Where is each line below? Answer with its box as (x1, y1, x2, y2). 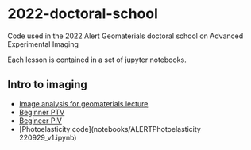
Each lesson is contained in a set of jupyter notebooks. (7, 55, 187, 64)
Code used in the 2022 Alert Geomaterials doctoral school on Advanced (7, 31, 244, 40)
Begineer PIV (18, 116, 63, 125)
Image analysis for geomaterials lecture (18, 98, 149, 108)
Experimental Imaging (7, 39, 79, 48)
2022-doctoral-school (7, 5, 158, 23)
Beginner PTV (18, 107, 65, 117)
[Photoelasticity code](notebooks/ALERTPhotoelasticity (18, 124, 202, 133)
